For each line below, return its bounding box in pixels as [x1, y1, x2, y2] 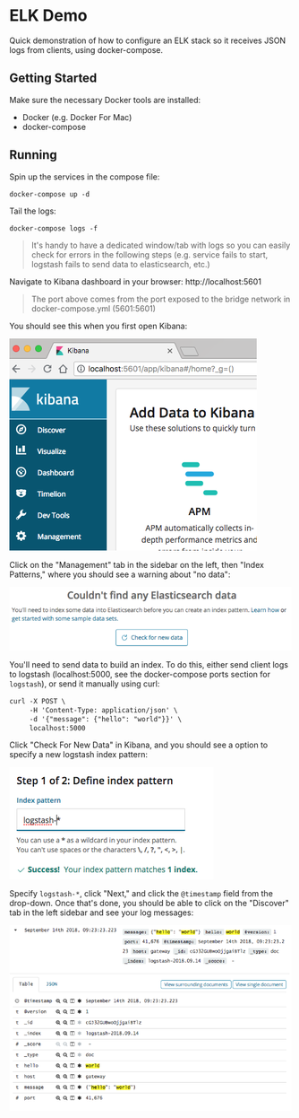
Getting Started [9, 71, 98, 86]
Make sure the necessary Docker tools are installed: [9, 94, 201, 105]
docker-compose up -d [9, 189, 90, 198]
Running [9, 147, 58, 162]
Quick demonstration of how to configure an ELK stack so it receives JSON [9, 35, 286, 46]
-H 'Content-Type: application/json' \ [29, 705, 178, 714]
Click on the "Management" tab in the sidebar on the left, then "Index [9, 559, 264, 570]
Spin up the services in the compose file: [9, 171, 160, 182]
